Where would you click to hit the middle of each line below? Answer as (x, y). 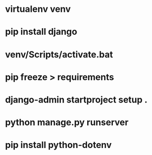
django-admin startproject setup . (76, 100)
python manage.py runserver (67, 123)
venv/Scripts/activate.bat (59, 54)
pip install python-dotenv (58, 145)
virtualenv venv (38, 9)
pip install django (41, 32)
